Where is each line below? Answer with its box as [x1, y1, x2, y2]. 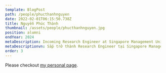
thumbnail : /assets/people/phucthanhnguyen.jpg [5, 26, 105, 31]
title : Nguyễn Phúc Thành [5, 21, 58, 26]
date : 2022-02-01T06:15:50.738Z [5, 16, 72, 21]
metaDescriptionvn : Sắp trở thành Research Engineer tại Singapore [5, 44, 147, 49]
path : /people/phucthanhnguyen [5, 12, 70, 17]
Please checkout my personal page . [5, 62, 78, 68]
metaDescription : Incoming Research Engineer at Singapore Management [5, 39, 154, 44]
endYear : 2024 [5, 35, 35, 40]
